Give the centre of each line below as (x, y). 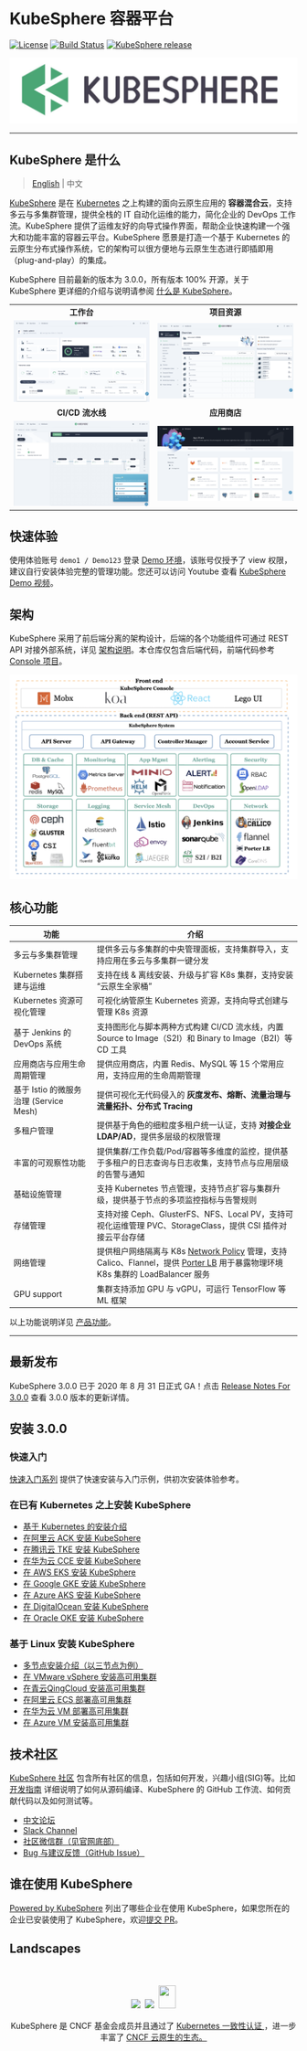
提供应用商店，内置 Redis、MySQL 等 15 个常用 (186, 1063)
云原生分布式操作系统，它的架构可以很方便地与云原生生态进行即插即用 (142, 249)
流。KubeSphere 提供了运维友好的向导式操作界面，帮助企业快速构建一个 (146, 226)
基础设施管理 (37, 1194)
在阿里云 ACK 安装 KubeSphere (82, 1537)
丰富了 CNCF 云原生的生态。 (153, 2037)
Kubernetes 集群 (44, 975)
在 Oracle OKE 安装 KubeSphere (83, 1618)
